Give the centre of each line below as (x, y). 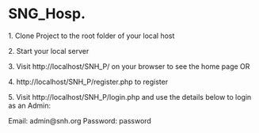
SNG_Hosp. (47, 14)
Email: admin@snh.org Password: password (80, 120)
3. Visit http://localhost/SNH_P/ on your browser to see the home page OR (129, 66)
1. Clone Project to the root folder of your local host (91, 36)
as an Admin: (30, 105)
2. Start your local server (49, 51)
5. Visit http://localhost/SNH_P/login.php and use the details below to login (130, 97)
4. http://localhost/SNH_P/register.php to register (88, 82)
